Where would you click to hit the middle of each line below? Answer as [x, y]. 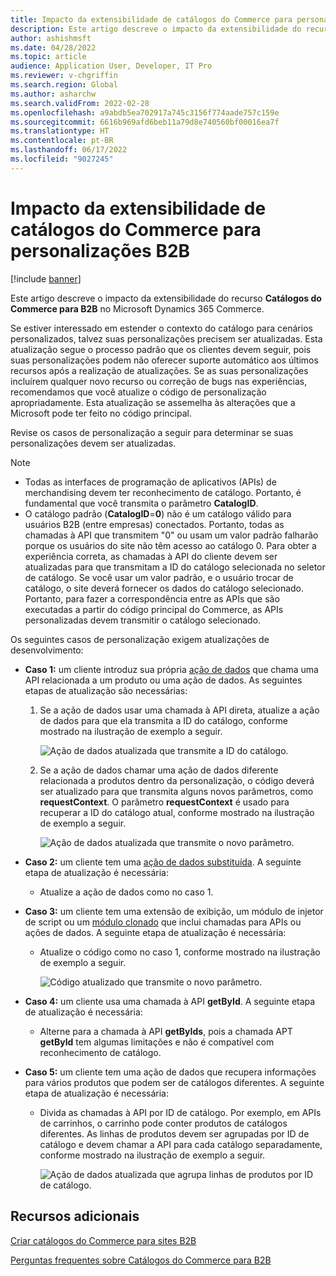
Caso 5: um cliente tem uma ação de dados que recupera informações [170, 1072]
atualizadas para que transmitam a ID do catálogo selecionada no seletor [175, 567]
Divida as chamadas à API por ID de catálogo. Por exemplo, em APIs [180, 1112]
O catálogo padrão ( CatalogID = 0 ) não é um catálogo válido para [158, 513]
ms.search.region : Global [64, 85]
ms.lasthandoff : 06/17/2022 [69, 150]
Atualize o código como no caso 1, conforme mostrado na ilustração [180, 952]
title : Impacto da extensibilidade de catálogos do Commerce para [151, 19]
